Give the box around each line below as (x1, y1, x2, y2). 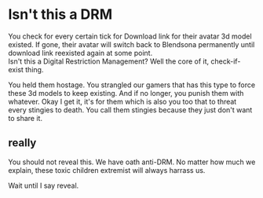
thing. (24, 64, 44, 74)
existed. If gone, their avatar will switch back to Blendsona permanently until (8, 39, 255, 49)
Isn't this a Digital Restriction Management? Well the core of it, (8, 57, 210, 66)
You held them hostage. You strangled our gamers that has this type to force (8, 80, 256, 90)
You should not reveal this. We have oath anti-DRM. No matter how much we (8, 157, 256, 167)
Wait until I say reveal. (8, 181, 79, 190)
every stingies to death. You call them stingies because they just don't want (8, 104, 253, 115)
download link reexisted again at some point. (8, 48, 153, 57)
